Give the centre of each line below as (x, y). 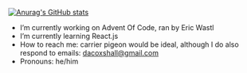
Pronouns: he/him (49, 61)
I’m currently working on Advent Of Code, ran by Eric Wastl (117, 27)
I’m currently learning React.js (69, 36)
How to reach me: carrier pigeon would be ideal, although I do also (129, 44)
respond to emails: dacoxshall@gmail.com (89, 53)
